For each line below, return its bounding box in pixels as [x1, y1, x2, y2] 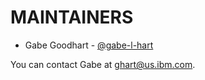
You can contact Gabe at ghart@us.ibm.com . [10, 58, 196, 70]
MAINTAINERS [10, 6, 134, 29]
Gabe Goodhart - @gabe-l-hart [24, 39, 154, 51]
